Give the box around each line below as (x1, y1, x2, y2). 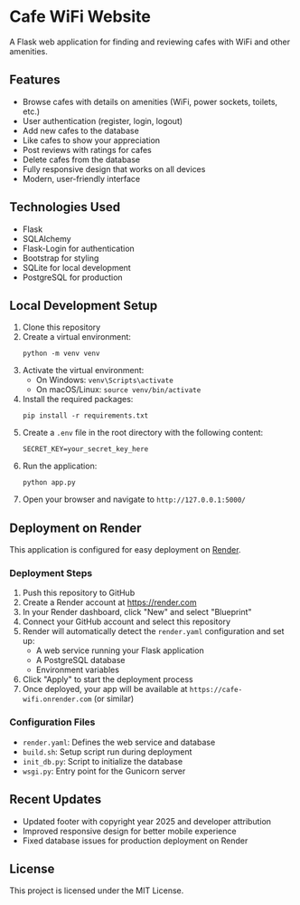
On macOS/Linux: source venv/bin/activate (35, 384, 202, 395)
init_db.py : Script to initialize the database (22, 756, 183, 766)
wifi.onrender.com (22, 695, 92, 704)
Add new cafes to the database (22, 125, 140, 136)
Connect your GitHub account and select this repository (22, 616, 231, 627)
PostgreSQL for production (22, 272, 124, 283)
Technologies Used (9, 199, 120, 215)
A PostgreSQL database (35, 655, 126, 666)
